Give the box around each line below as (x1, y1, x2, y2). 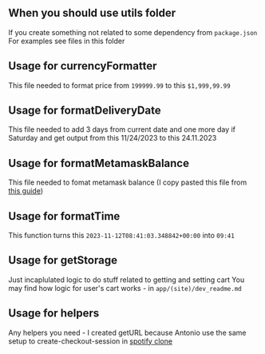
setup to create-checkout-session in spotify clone (8, 336, 173, 346)
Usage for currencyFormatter (8, 59, 157, 73)
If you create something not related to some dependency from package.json (8, 27, 258, 37)
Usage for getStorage (8, 253, 118, 267)
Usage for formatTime (8, 209, 121, 223)
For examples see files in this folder (8, 36, 125, 46)
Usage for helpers (8, 307, 100, 320)
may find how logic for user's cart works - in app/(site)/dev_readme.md (8, 283, 242, 292)
